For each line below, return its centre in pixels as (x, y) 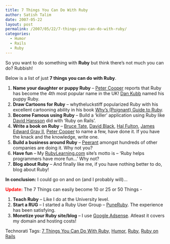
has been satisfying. (34, 210)
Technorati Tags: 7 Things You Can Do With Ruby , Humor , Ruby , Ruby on (82, 231)
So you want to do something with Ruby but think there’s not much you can (84, 62)
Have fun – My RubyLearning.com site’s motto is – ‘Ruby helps (79, 153)
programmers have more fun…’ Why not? (56, 159)
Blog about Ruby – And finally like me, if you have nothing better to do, (87, 164)
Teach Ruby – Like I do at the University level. (61, 199)
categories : (18, 34)
